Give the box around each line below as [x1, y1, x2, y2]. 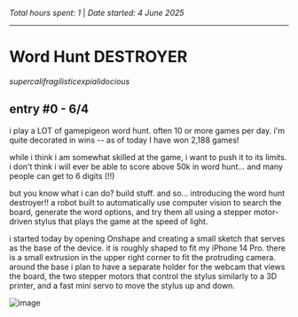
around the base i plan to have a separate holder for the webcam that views [9, 261, 286, 272]
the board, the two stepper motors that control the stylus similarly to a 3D [9, 270, 278, 282]
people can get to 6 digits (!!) [9, 170, 115, 181]
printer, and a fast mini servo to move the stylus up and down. [9, 280, 235, 290]
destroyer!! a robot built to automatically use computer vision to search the [9, 197, 282, 207]
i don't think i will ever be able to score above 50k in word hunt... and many [9, 161, 284, 172]
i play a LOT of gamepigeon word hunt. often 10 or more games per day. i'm [9, 125, 286, 135]
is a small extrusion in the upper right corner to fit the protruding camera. [9, 251, 277, 262]
